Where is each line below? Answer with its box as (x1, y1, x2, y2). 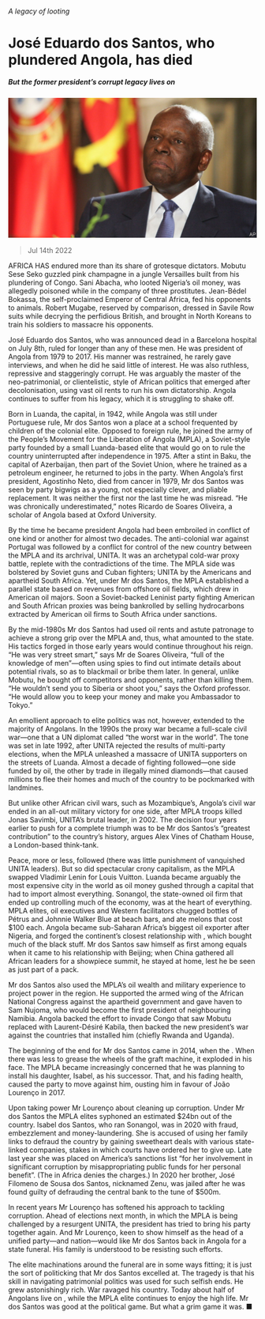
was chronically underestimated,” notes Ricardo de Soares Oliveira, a (8, 502, 233, 512)
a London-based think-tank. (8, 841, 99, 850)
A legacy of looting (8, 6, 70, 16)
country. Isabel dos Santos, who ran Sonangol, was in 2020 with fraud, (8, 1120, 239, 1130)
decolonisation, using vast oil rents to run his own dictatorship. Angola (8, 386, 237, 395)
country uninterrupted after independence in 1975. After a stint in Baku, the (8, 452, 252, 461)
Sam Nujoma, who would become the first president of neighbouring (8, 1005, 231, 1015)
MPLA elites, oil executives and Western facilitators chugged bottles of (8, 906, 238, 916)
